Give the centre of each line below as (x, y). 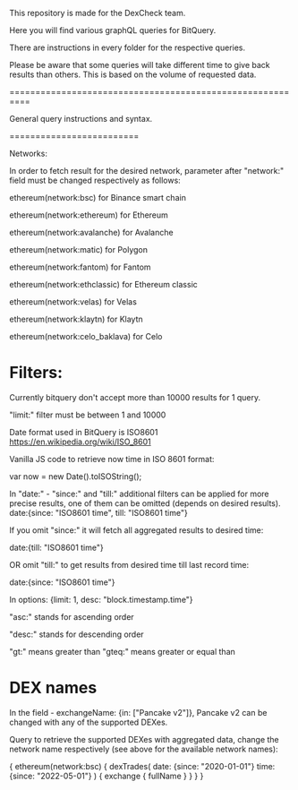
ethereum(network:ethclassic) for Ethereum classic (104, 284)
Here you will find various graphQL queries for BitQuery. (113, 30)
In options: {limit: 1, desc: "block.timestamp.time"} (102, 599)
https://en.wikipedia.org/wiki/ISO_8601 (81, 442)
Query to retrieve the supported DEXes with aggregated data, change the (144, 739)
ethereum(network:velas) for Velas (73, 302)
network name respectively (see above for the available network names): (144, 749)
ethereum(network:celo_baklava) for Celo (86, 336)
